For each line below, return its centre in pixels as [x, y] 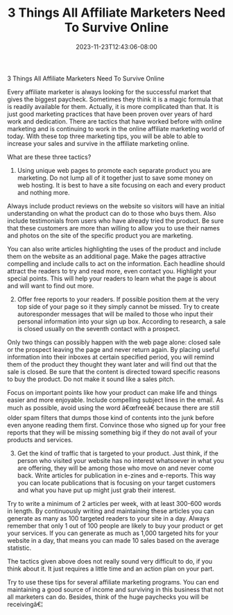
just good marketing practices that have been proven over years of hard [110, 114]
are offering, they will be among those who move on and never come [115, 468]
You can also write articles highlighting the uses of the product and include [114, 248]
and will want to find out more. [51, 285]
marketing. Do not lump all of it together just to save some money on [115, 178]
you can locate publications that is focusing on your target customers [116, 482]
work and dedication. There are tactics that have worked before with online [114, 121]
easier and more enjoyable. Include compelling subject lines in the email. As [115, 400]
